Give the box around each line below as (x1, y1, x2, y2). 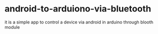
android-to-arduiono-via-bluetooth (4, 3, 152, 14)
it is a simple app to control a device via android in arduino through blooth (4, 19, 154, 25)
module (4, 24, 20, 30)
